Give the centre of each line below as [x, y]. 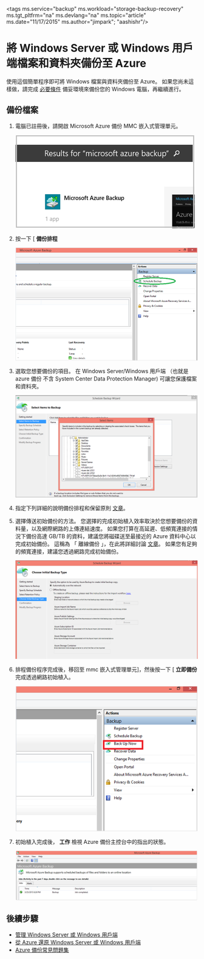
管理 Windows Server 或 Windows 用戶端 [66, 935]
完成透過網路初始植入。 [44, 677]
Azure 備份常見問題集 [42, 950]
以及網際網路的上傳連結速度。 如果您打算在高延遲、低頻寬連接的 [112, 529]
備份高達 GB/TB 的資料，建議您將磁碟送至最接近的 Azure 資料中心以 [111, 536]
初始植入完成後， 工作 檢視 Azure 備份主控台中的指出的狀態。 [92, 841]
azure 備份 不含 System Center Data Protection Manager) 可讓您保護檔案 [106, 378]
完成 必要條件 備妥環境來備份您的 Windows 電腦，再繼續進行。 [106, 89]
